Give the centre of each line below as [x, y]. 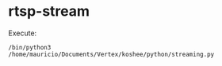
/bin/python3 [30, 47]
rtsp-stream [49, 11]
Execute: [23, 33]
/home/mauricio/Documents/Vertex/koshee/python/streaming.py [111, 54]
